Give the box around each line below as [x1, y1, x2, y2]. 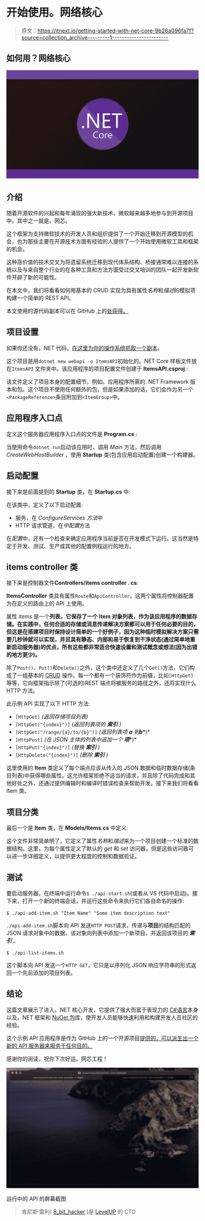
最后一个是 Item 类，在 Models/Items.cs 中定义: [6, 824, 128, 832]
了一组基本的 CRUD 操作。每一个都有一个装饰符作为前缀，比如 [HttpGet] [11, 672, 194, 679]
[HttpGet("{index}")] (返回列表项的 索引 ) [15, 721, 122, 728]
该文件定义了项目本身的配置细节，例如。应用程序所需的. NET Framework [6, 377, 189, 385]
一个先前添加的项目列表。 [11, 969, 76, 976]
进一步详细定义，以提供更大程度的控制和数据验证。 [11, 853, 140, 860]
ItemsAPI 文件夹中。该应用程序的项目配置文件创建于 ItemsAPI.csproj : [12, 365, 188, 372]
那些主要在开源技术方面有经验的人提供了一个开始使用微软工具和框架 [27, 238, 199, 245]
